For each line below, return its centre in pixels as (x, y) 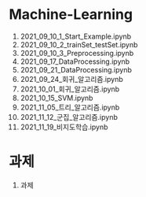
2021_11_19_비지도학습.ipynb (64, 127)
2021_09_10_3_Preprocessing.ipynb (77, 53)
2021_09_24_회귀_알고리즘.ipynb (72, 79)
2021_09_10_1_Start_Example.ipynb (76, 36)
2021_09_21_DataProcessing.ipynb (76, 69)
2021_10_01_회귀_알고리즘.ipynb (70, 89)
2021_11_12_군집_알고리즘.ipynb (69, 117)
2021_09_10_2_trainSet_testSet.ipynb (79, 44)
